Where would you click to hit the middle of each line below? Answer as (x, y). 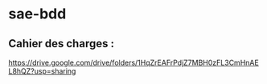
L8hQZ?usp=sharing (42, 71)
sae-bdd (37, 14)
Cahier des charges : (62, 44)
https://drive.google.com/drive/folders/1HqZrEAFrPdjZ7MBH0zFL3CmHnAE (133, 62)
